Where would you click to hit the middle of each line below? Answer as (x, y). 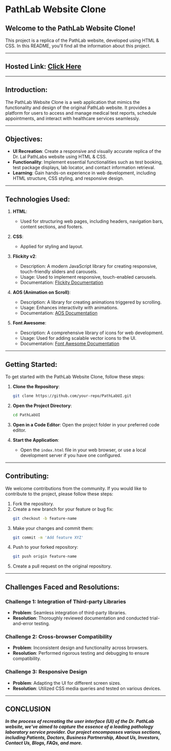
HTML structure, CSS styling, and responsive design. (68, 178)
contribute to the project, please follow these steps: (59, 494)
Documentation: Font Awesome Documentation (70, 344)
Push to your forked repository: (45, 547)
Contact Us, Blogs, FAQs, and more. (44, 743)
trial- (155, 618)
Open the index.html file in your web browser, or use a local (83, 450)
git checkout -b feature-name (45, 518)
